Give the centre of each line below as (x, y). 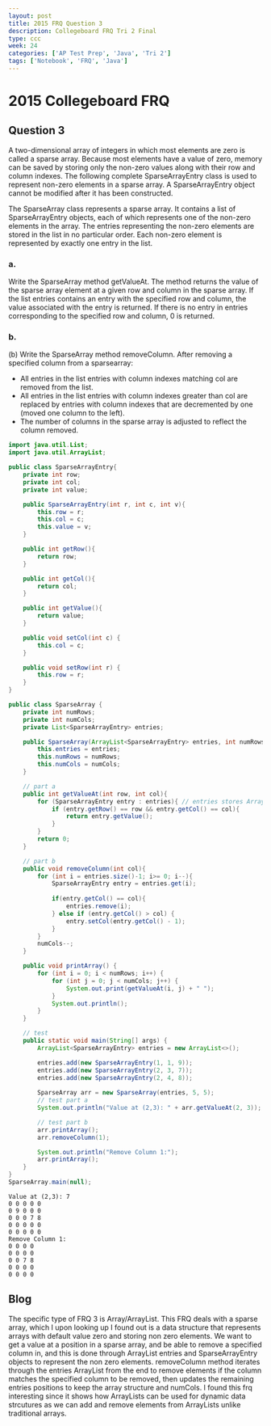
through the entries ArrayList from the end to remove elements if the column (135, 1370)
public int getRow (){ (59, 549)
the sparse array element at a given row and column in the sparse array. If (131, 290)
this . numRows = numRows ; (79, 757)
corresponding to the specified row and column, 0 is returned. (112, 316)
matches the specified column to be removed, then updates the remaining (131, 1378)
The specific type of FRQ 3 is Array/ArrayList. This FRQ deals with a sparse (133, 1318)
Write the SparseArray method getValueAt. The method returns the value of (133, 282)
